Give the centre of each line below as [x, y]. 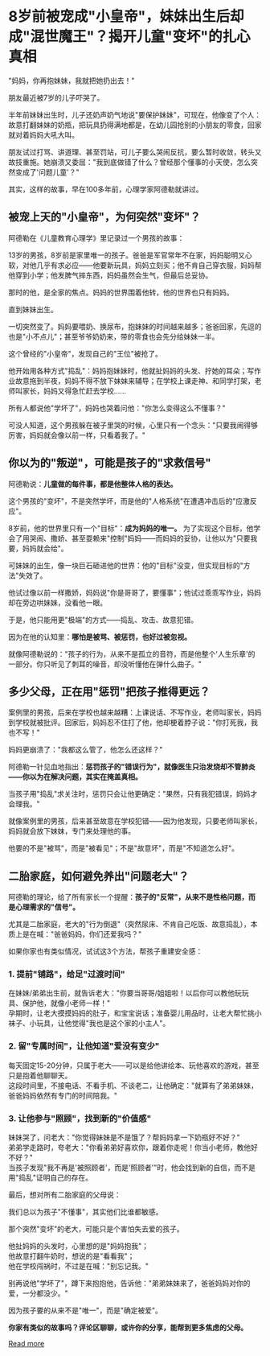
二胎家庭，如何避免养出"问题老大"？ [99, 876]
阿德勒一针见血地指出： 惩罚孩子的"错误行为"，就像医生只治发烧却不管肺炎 [132, 767]
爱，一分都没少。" [38, 1293]
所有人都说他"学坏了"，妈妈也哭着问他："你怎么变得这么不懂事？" [117, 408]
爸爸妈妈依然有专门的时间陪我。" [63, 1095]
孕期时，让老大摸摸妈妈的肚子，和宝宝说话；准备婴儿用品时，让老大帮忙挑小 [135, 1013]
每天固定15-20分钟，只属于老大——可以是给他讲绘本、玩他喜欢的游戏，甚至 [134, 1065]
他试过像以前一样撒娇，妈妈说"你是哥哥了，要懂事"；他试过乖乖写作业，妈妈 [135, 592]
